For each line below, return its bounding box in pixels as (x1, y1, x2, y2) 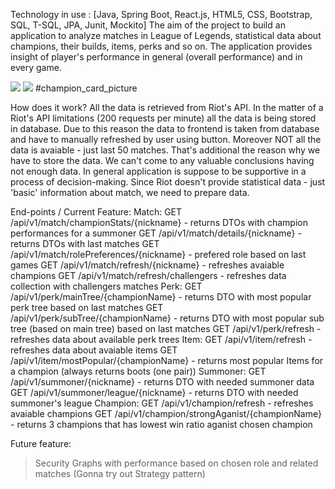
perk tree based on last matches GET (10, 302, 164, 313)
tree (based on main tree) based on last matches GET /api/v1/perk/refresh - (10, 323, 322, 334)
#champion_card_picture (34, 82, 138, 94)
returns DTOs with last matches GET (10, 238, 160, 249)
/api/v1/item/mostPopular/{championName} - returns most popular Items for (10, 355, 324, 366)
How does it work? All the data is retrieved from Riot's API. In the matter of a (10, 102, 324, 113)
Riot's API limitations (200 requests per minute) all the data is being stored (10, 112, 317, 124)
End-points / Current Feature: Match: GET (10, 206, 183, 218)
